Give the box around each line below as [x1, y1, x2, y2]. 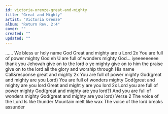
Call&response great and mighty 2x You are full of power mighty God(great [5, 71, 162, 77]
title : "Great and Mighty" [5, 12, 62, 17]
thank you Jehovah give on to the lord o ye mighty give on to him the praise [5, 61, 163, 67]
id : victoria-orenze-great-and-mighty [5, 7, 87, 13]
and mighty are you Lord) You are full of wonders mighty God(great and [5, 77, 155, 83]
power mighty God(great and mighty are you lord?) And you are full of [5, 88, 151, 94]
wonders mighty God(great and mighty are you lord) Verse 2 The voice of [5, 93, 159, 99]
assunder [5, 104, 25, 110]
